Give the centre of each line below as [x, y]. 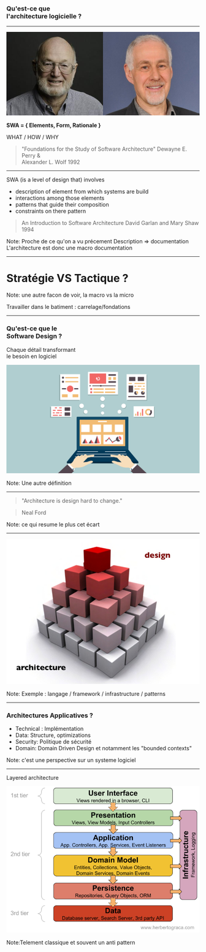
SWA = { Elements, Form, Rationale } [54, 125]
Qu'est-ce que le [32, 329]
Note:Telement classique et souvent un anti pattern [71, 942]
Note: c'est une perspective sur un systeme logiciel [71, 760]
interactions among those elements [60, 198]
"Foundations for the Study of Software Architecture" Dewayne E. [104, 149]
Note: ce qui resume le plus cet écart [53, 525]
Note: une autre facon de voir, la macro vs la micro [70, 295]
